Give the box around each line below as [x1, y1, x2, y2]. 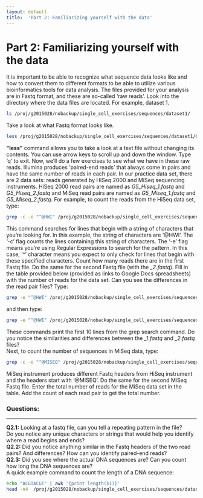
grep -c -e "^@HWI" [6, 214, 56, 220]
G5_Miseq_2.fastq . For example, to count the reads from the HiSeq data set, [6, 196, 195, 203]
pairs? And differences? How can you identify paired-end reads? [6, 449, 167, 457]
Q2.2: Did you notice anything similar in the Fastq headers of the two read [6, 443, 191, 450]
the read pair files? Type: [6, 283, 68, 290]
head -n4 [6, 486, 28, 492]
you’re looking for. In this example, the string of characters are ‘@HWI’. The [6, 231, 193, 239]
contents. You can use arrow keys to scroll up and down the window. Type [6, 151, 192, 158]
